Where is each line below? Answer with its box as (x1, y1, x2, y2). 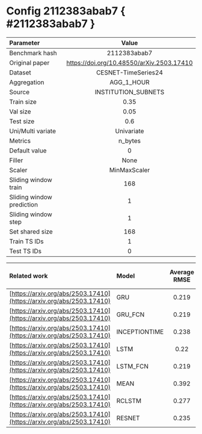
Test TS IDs (9, 247, 42, 255)
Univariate (115, 127, 144, 135)
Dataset (9, 68, 31, 76)
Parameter (9, 38, 40, 47)
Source (9, 88, 30, 96)
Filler (9, 156, 23, 164)
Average (169, 268, 194, 276)
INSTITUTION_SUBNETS (94, 88, 165, 96)
